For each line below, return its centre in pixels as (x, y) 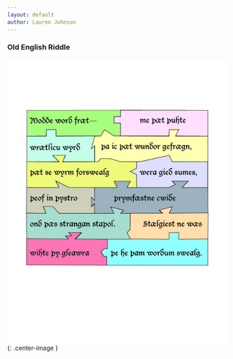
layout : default (31, 15)
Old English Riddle (39, 47)
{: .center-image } (33, 348)
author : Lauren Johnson (42, 22)
